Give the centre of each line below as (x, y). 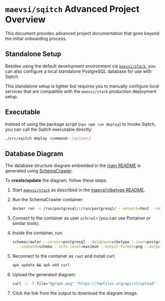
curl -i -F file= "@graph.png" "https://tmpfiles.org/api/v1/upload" (84, 283)
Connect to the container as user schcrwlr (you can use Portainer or (82, 218)
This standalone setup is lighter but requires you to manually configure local (82, 86)
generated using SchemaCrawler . (39, 171)
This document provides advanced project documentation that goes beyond (82, 33)
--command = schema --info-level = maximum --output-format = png (80, 247)
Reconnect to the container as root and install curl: (64, 256)
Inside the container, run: (37, 233)
